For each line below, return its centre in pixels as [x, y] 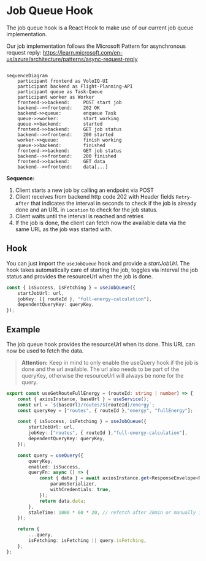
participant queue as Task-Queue [60, 92]
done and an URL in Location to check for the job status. [86, 210]
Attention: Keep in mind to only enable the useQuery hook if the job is [110, 362]
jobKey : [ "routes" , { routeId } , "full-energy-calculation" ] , [108, 433]
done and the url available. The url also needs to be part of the [100, 369]
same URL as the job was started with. [64, 229]
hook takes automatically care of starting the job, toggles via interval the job [102, 270]
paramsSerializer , [74, 484]
